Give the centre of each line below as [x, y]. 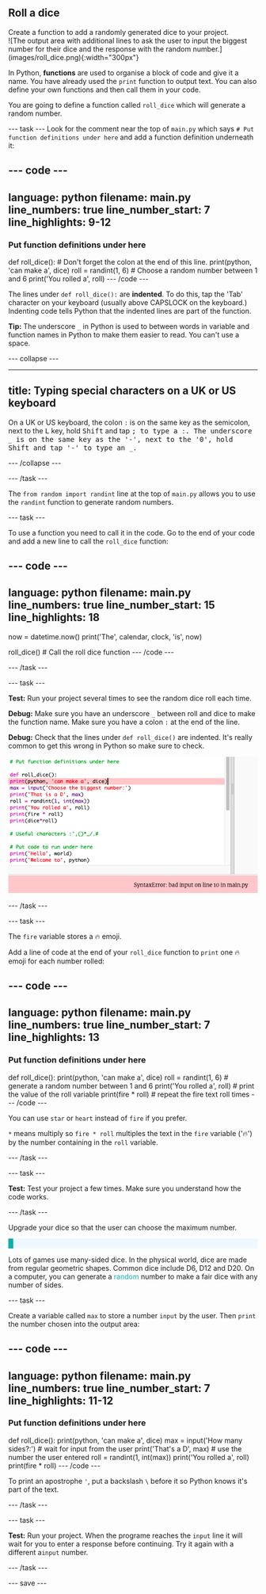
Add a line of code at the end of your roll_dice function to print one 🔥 [124, 952]
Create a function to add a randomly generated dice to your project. [119, 32]
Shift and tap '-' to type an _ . [73, 448]
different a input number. [48, 1552]
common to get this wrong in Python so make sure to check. [106, 746]
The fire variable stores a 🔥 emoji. [65, 936]
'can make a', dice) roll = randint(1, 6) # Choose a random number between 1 [133, 270]
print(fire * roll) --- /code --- [54, 1466]
